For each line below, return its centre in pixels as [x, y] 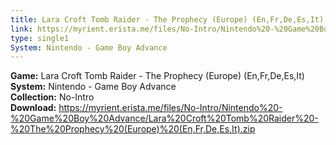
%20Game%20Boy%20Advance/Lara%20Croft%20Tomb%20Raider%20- [164, 118]
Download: [33, 108]
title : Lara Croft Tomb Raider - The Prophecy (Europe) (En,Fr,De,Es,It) [167, 19]
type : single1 [40, 38]
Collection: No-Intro [52, 97]
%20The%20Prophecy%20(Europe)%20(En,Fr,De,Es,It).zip [133, 129]
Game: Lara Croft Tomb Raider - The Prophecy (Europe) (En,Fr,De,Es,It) [157, 76]
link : [21, 29]
